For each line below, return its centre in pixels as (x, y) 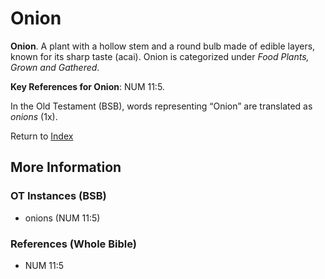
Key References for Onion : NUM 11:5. (87, 86)
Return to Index (42, 136)
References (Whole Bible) (73, 244)
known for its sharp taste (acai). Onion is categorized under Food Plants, (160, 56)
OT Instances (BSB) (58, 196)
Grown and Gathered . (55, 67)
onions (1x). (34, 116)
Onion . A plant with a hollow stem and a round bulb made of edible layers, (163, 46)
